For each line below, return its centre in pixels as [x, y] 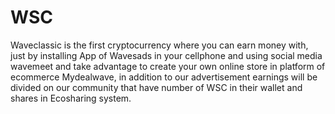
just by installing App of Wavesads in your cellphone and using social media [166, 55]
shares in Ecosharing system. [71, 98]
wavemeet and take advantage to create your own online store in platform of [168, 66]
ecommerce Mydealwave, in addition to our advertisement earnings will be [164, 77]
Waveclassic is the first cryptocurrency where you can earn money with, [159, 45]
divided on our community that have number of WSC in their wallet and [156, 87]
